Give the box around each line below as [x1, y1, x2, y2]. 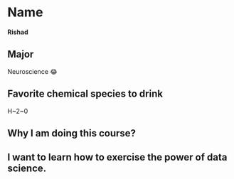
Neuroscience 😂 [7, 67, 58, 75]
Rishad [7, 28, 28, 36]
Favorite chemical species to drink [7, 88, 164, 100]
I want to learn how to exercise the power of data [7, 151, 228, 163]
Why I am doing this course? [7, 127, 137, 139]
